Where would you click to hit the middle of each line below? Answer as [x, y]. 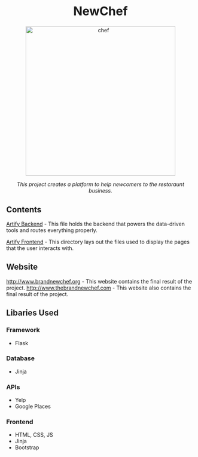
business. [100, 191]
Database [20, 358]
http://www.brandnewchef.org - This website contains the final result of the [99, 281]
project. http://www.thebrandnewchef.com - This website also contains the [99, 288]
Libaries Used [32, 313]
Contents [24, 210]
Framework [23, 330]
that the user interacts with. [40, 248]
